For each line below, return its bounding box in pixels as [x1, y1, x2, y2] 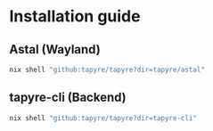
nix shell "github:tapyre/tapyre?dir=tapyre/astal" [9, 65, 205, 74]
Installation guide [9, 6, 141, 27]
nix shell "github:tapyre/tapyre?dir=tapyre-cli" [9, 113, 198, 122]
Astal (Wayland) [9, 42, 101, 57]
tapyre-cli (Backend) [9, 90, 127, 105]
